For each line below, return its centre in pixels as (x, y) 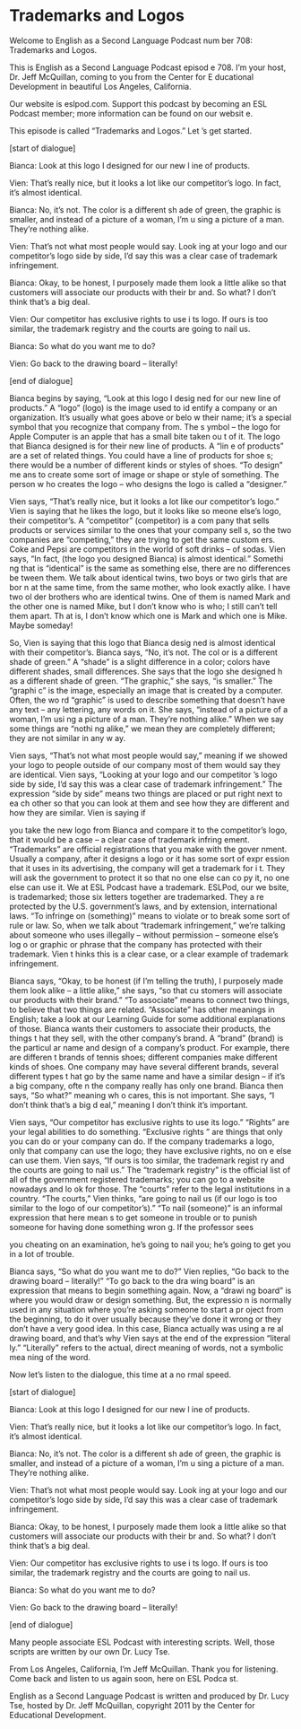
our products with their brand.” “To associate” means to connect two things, (150, 1000)
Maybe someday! (41, 625)
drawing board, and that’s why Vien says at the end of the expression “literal (150, 1338)
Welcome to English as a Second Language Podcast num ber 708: (131, 40)
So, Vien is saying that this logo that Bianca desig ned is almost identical (142, 642)
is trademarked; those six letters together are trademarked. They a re (137, 896)
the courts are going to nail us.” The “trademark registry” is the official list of (150, 1170)
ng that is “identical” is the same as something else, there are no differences (150, 568)
